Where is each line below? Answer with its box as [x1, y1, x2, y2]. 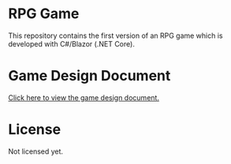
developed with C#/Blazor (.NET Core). [8, 39, 136, 48]
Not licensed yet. [8, 147, 64, 156]
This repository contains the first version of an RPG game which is [8, 31, 223, 40]
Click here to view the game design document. [8, 92, 160, 102]
